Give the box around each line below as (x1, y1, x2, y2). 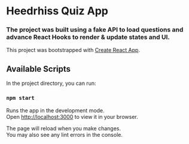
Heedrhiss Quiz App (6, 4, 109, 18)
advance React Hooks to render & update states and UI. (6, 33, 170, 41)
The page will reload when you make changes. (6, 124, 121, 132)
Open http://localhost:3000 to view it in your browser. (6, 113, 139, 120)
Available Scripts (6, 64, 71, 74)
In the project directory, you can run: (6, 79, 96, 87)
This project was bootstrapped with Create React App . (6, 47, 141, 54)
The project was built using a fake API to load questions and (6, 26, 184, 34)
